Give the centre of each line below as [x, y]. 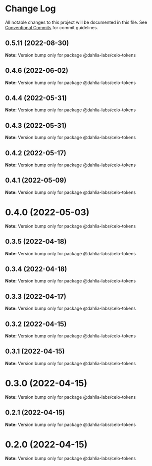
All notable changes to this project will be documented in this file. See [76, 22]
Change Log [30, 9]
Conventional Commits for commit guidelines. [51, 27]
